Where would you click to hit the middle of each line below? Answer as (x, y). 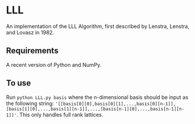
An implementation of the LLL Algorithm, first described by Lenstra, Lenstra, (98, 26)
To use (18, 83)
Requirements (32, 51)
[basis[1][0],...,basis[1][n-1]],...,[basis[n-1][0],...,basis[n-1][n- (95, 109)
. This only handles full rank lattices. (60, 115)
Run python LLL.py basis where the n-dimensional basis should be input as (97, 97)
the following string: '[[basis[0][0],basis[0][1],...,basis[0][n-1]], (91, 103)
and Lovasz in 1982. (30, 32)
